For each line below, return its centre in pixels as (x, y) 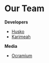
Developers (16, 22)
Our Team (24, 9)
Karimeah (21, 37)
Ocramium (22, 55)
